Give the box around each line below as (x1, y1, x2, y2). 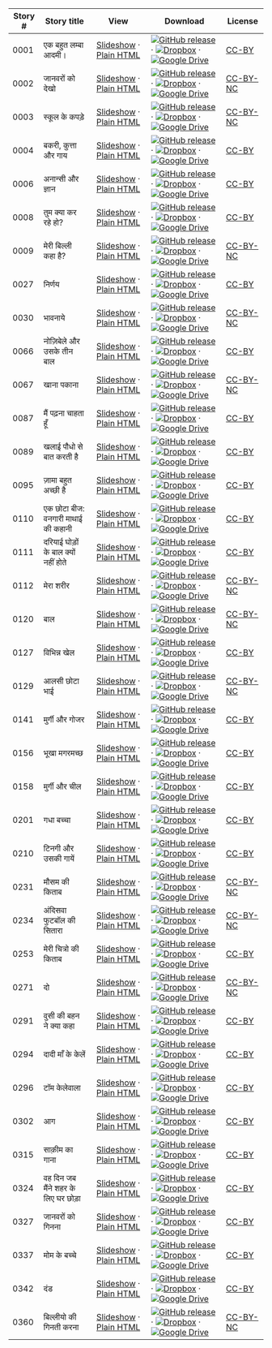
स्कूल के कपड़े (43, 111, 85, 123)
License (227, 15, 259, 27)
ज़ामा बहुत (43, 475, 73, 485)
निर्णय (43, 279, 60, 290)
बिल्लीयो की (43, 1311, 77, 1322)
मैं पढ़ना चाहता (43, 407, 85, 419)
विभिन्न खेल (43, 647, 75, 658)
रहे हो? (43, 217, 63, 228)
